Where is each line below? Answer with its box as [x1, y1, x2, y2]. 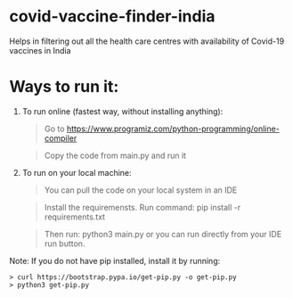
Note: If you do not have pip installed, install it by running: [9, 255, 221, 266]
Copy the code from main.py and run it [44, 150, 187, 161]
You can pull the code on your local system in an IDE [44, 185, 238, 195]
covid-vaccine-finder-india [9, 6, 216, 27]
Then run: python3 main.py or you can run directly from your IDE [44, 228, 282, 239]
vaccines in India [9, 45, 71, 55]
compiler [44, 132, 77, 144]
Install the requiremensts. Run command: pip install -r [44, 202, 241, 212]
